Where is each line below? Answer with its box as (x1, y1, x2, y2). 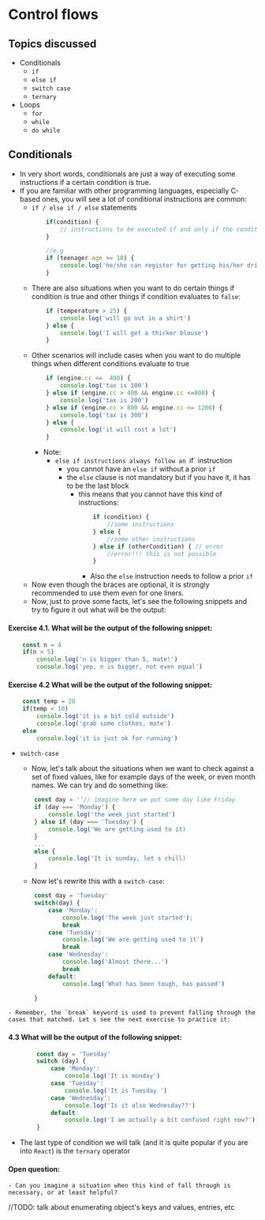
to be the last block (66, 481, 129, 491)
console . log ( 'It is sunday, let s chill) (48, 855, 187, 863)
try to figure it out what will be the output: (31, 605, 166, 614)
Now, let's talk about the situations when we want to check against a (31, 764, 254, 773)
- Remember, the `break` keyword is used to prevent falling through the (8, 1009, 256, 1017)
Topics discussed (8, 37, 97, 51)
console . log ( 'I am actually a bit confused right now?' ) (64, 1116, 256, 1124)
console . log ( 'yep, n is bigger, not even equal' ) (36, 663, 203, 671)
